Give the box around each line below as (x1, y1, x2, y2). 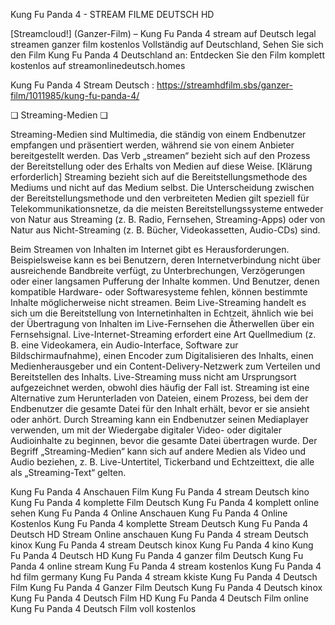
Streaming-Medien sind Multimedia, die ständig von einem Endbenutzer (10, 129, 307, 140)
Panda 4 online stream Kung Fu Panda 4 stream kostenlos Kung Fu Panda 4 (10, 560, 322, 572)
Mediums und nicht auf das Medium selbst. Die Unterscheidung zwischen (10, 182, 315, 193)
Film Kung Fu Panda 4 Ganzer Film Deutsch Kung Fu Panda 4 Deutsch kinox (10, 582, 323, 593)
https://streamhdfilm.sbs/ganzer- (156, 79, 293, 91)
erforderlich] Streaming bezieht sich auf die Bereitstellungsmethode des (10, 171, 308, 183)
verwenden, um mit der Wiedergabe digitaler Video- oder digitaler (10, 424, 282, 436)
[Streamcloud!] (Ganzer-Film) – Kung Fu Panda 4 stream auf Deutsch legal (10, 28, 317, 39)
